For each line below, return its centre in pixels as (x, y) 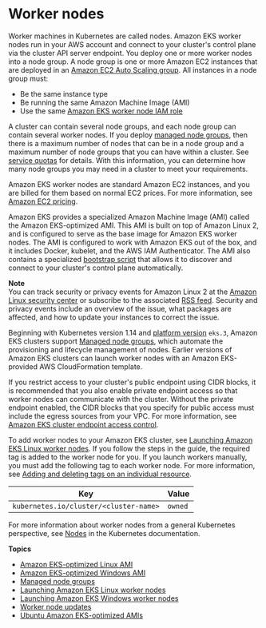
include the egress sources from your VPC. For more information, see (123, 415)
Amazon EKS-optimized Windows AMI (83, 573)
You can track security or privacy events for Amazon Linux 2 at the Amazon (133, 292)
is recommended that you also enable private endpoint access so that (123, 390)
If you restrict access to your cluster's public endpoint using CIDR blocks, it (132, 382)
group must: (28, 78)
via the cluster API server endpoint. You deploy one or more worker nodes (130, 53)
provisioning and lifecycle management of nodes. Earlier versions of (120, 349)
